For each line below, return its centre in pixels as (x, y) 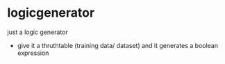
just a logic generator (37, 32)
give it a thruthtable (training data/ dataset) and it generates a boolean (118, 45)
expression (33, 53)
